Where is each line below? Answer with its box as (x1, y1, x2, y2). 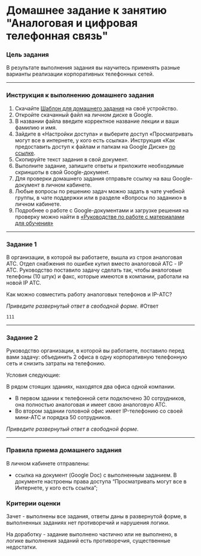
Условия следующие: (6, 371, 61, 378)
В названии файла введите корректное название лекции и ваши (14, 118, 179, 125)
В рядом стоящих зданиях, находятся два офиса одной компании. (6, 383, 176, 390)
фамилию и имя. (14, 124, 57, 131)
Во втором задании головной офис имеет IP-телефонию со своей (14, 407, 183, 414)
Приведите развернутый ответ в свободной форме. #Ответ (6, 302, 159, 309)
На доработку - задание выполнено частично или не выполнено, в (6, 530, 178, 537)
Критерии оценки (6, 499, 61, 507)
